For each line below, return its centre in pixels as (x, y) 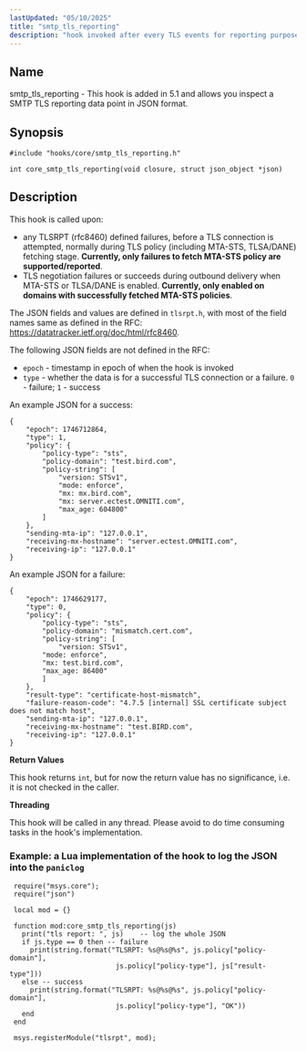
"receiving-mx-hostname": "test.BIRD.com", (110, 727)
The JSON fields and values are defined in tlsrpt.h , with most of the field (148, 312)
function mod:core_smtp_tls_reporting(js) (95, 926)
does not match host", (52, 710)
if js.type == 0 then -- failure (85, 942)
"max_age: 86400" (75, 671)
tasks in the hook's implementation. (76, 832)
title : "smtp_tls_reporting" (65, 26)
